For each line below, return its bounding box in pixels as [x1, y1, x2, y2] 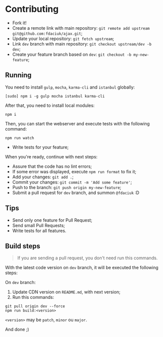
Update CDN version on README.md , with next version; [12, 289, 121, 295]
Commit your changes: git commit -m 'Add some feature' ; [12, 179, 132, 185]
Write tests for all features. [12, 228, 67, 234]
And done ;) [5, 327, 30, 333]
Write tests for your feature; [12, 144, 69, 150]
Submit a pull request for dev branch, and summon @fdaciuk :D [12, 190, 140, 195]
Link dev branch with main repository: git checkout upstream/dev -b [12, 41, 152, 47]
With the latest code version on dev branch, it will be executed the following [5, 265, 159, 271]
